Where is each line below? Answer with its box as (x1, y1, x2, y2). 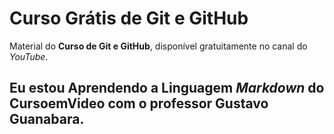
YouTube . (9, 50, 49, 62)
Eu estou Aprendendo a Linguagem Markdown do (9, 80, 325, 97)
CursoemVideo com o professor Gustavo (9, 95, 269, 112)
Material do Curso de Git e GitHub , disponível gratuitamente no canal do (9, 40, 308, 52)
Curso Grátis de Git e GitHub (9, 7, 249, 30)
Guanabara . (9, 111, 85, 128)
